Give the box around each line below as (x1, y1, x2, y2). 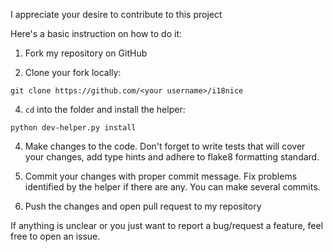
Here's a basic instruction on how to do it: (10, 28, 183, 39)
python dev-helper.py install (10, 123, 137, 133)
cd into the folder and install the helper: (24, 104, 186, 115)
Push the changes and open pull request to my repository (24, 200, 262, 212)
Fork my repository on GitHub (24, 47, 148, 59)
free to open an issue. (10, 230, 101, 242)
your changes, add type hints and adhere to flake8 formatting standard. (24, 151, 320, 163)
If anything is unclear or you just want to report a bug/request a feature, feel (10, 220, 324, 231)
